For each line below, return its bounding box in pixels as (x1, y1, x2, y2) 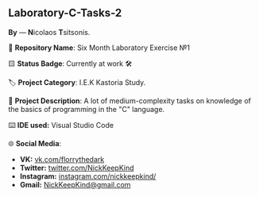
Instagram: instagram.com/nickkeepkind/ (19, 171, 157, 181)
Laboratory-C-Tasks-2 (8, 6, 122, 20)
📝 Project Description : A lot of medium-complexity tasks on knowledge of (8, 95, 252, 106)
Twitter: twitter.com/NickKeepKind (19, 163, 134, 172)
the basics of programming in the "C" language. (8, 104, 165, 114)
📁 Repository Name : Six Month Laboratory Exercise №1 (8, 43, 191, 52)
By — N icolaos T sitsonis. (8, 27, 91, 37)
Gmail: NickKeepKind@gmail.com (19, 180, 131, 189)
